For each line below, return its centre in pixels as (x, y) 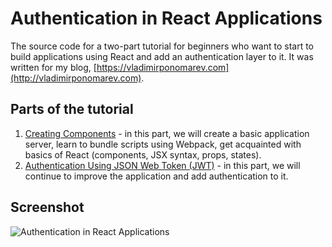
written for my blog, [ (53, 67)
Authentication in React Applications (166, 18)
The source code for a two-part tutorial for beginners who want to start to (162, 46)
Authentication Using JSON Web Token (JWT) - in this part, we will (162, 165)
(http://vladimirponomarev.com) (76, 78)
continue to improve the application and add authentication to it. (156, 176)
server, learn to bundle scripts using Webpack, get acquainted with (163, 144)
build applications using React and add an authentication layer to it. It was (162, 56)
